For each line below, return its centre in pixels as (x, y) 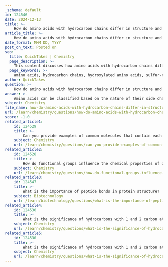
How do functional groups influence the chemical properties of (91, 163)
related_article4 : (24, 205)
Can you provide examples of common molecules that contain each (93, 136)
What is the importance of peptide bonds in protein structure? (91, 191)
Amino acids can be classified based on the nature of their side (85, 98)
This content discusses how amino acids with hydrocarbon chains (84, 66)
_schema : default (23, 10)
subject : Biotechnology (39, 196)
